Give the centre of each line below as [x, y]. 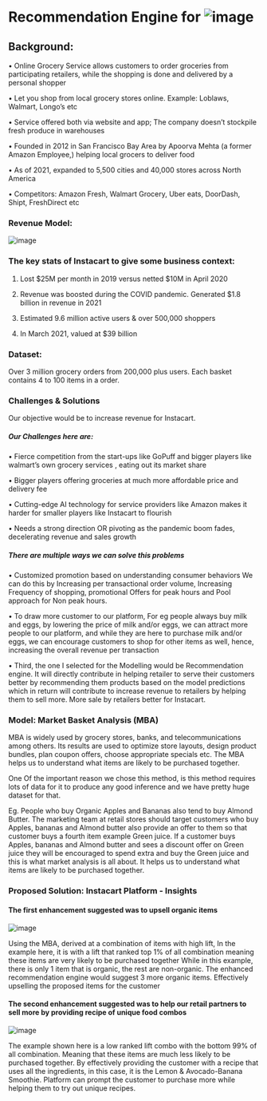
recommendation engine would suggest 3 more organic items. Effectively [128, 977]
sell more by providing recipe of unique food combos [98, 1012]
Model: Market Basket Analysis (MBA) [84, 720]
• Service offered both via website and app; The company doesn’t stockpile [133, 122]
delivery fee [28, 489]
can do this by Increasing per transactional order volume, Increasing [120, 584]
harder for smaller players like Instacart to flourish [90, 513]
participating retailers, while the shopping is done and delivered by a [121, 74]
